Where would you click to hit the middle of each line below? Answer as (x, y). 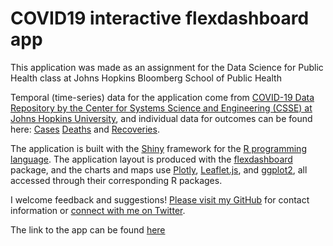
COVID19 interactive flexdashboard (160, 18)
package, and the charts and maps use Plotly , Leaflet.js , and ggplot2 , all (159, 169)
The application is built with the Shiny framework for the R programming (158, 148)
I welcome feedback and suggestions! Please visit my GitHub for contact (160, 199)
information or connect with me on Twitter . (98, 210)
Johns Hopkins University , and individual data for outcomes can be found (161, 118)
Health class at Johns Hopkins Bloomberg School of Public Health (146, 78)
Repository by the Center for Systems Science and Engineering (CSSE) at (161, 108)
